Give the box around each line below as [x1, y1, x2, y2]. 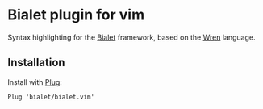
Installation [7, 56, 65, 69]
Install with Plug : [7, 77, 62, 86]
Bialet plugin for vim [7, 6, 145, 24]
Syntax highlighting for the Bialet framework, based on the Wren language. [7, 32, 256, 42]
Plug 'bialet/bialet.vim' [7, 93, 94, 101]
